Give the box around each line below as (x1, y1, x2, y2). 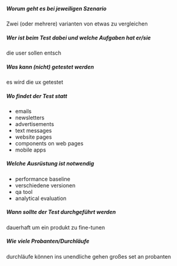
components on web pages (15, 139, 84, 147)
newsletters (15, 114, 45, 121)
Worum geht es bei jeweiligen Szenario (6, 5, 107, 12)
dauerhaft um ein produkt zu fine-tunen (6, 224, 105, 231)
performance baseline (15, 175, 71, 182)
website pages (15, 133, 52, 141)
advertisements (15, 120, 55, 127)
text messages (15, 127, 52, 134)
